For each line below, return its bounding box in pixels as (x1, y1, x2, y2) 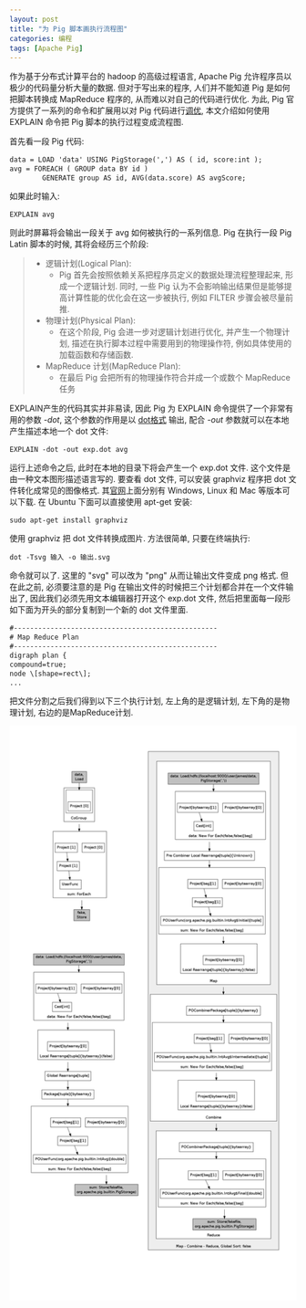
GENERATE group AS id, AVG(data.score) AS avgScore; (42, 173, 247, 183)
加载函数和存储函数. (58, 350, 134, 361)
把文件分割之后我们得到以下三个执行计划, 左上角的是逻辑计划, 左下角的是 (9, 696, 282, 706)
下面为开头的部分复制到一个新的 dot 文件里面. (16, 604, 189, 615)
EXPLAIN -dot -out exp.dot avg (9, 445, 128, 455)
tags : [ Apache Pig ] (9, 44, 84, 53)
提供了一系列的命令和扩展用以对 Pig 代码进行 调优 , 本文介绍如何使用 (16, 105, 270, 116)
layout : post (9, 15, 59, 24)
